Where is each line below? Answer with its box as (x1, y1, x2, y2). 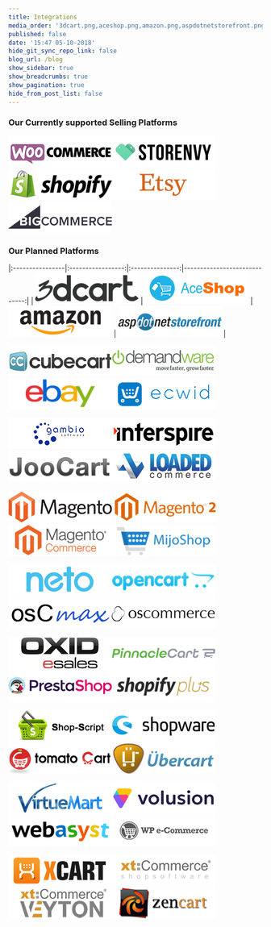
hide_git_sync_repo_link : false (8, 47, 117, 56)
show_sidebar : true (8, 64, 74, 73)
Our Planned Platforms (8, 245, 99, 256)
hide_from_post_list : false (8, 89, 103, 98)
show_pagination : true (8, 81, 85, 89)
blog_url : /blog (8, 56, 63, 64)
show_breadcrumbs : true (8, 73, 89, 81)
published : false (8, 30, 67, 38)
